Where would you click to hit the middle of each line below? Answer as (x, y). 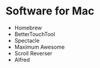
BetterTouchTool (35, 34)
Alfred (22, 60)
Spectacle (27, 40)
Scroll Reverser (33, 53)
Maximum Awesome (39, 47)
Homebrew (28, 28)
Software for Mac (50, 11)
